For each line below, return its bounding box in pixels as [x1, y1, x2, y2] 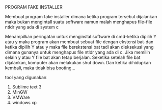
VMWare [12, 94, 30, 100]
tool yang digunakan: [5, 75, 48, 80]
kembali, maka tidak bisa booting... [5, 65, 76, 71]
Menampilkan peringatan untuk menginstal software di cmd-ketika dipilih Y [5, 34, 157, 39]
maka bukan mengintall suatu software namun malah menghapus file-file [5, 19, 153, 25]
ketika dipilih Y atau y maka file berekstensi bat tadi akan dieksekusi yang [5, 44, 154, 50]
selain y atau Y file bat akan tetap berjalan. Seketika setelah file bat [5, 55, 141, 60]
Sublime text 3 [12, 84, 42, 90]
